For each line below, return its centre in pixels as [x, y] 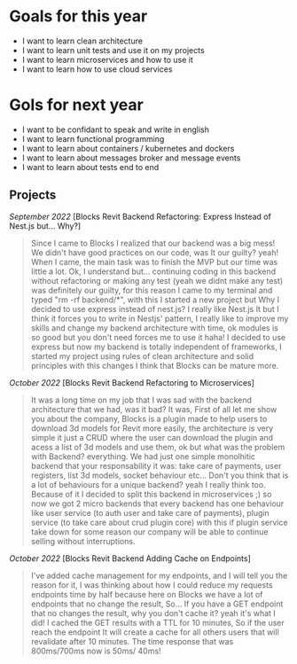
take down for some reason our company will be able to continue [149, 531]
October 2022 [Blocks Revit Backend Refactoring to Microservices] [132, 382]
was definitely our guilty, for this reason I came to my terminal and [152, 290]
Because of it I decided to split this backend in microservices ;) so [151, 494]
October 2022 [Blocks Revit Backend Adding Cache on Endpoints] [130, 558]
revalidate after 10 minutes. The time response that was [132, 641]
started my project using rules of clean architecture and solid [142, 355]
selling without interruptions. [83, 541]
